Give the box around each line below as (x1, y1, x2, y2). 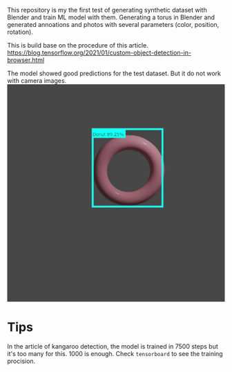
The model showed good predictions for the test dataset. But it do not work (7, 69, 222, 77)
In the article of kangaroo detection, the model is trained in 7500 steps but (7, 342, 219, 351)
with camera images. (7, 77, 67, 85)
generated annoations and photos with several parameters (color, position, (7, 21, 220, 28)
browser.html (7, 56, 45, 64)
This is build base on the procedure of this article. (7, 41, 148, 49)
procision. (7, 357, 36, 365)
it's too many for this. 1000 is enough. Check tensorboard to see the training (7, 349, 223, 358)
